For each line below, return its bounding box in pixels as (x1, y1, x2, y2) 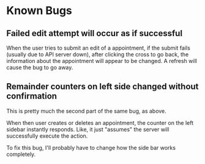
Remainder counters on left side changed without (6, 81, 199, 92)
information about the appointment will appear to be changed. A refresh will (6, 58, 197, 64)
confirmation (6, 91, 57, 102)
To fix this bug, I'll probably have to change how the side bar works (6, 144, 176, 151)
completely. (6, 151, 36, 158)
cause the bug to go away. (6, 64, 73, 71)
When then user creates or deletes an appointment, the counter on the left (6, 119, 194, 126)
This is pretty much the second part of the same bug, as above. (6, 107, 166, 114)
